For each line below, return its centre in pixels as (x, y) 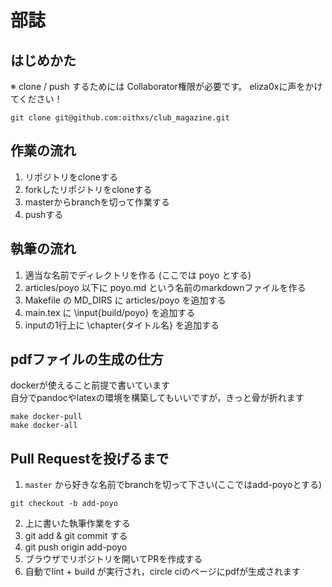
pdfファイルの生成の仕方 (87, 359)
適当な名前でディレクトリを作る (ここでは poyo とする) (138, 275)
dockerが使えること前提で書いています (90, 385)
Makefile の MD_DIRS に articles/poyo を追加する (125, 300)
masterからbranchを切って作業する (97, 202)
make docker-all (44, 426)
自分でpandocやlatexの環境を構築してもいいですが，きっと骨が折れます (157, 398)
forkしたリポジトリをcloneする (88, 189)
